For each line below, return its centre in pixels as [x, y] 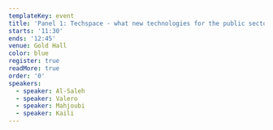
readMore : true [34, 69]
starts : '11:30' [36, 31]
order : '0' [27, 76]
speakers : [25, 83]
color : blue [28, 53]
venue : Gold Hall [38, 46]
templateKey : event [41, 16]
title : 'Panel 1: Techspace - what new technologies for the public [127, 23]
